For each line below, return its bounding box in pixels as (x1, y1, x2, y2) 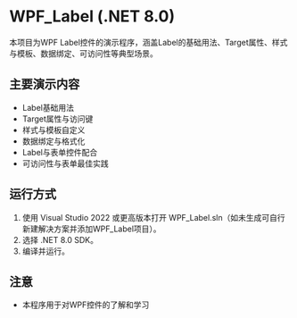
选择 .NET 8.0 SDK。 (21, 234, 98, 245)
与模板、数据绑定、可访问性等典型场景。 (9, 47, 158, 59)
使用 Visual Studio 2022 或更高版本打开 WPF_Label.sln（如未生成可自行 (21, 212, 285, 222)
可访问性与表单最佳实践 (21, 158, 109, 169)
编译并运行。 (21, 246, 70, 256)
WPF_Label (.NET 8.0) (9, 6, 176, 27)
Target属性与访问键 (21, 113, 94, 124)
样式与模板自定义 (21, 124, 86, 135)
